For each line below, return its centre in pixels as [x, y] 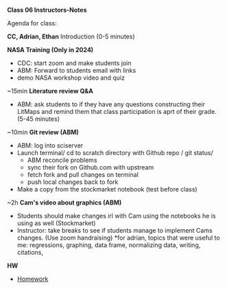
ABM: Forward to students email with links [76, 70]
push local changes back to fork [73, 182]
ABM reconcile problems [62, 160]
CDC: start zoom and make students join [74, 63]
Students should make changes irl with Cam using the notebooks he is [116, 216]
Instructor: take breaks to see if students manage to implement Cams [115, 230]
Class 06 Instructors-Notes [47, 10]
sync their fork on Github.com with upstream [91, 167]
